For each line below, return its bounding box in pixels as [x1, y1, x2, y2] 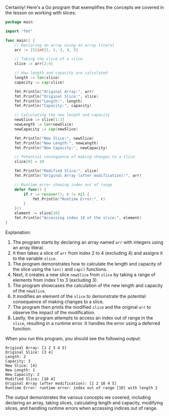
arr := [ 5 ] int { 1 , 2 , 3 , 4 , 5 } [14, 47, 79, 52]
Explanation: [5, 229, 31, 235]
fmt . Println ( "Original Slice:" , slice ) [14, 94, 99, 99]
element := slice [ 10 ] [14, 211, 60, 216]
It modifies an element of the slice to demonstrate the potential [12, 293, 146, 299]
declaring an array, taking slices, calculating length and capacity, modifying [5, 399, 163, 406]
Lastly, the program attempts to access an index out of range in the [12, 315, 153, 321]
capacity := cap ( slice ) [14, 80, 65, 85]
